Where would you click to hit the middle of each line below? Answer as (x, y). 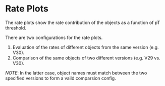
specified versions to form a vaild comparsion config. (61, 78)
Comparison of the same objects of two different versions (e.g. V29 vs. (86, 57)
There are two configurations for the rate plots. (54, 37)
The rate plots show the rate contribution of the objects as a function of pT (83, 22)
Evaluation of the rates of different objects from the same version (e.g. (86, 47)
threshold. (16, 27)
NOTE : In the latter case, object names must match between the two (76, 72)
